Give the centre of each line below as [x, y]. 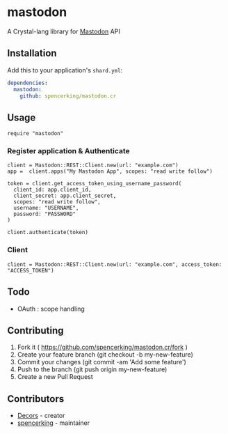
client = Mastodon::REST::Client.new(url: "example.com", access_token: [115, 264]
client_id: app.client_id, [52, 190]
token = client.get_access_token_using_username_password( [95, 184]
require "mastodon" [35, 134]
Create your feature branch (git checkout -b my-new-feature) [105, 355]
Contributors [36, 399]
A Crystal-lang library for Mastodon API [64, 31]
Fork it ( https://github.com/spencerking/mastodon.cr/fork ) [102, 347]
